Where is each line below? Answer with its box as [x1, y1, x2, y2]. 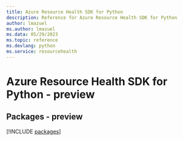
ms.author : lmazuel [6, 26, 56, 32]
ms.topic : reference [6, 37, 59, 43]
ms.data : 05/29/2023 [6, 32, 59, 38]
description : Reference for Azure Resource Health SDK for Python [6, 15, 178, 21]
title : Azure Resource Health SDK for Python [6, 9, 123, 15]
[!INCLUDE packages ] [6, 128, 61, 135]
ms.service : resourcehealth [6, 49, 78, 55]
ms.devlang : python [6, 43, 56, 49]
